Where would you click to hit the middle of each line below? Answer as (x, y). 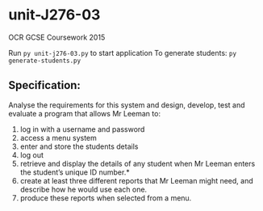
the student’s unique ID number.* (75, 172)
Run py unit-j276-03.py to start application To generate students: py (122, 53)
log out (32, 154)
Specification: (44, 85)
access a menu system (58, 137)
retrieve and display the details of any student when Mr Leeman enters (138, 163)
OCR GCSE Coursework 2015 (57, 37)
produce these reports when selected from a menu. (106, 198)
